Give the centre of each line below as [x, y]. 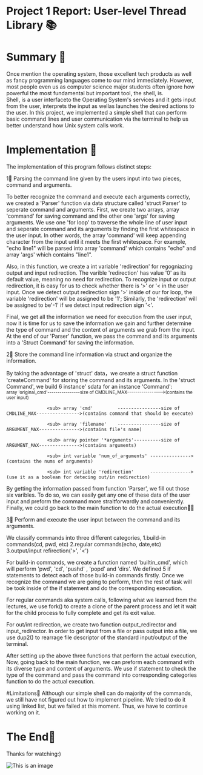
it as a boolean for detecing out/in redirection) [85, 477]
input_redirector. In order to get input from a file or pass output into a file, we [102, 631]
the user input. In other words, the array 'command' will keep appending [96, 235]
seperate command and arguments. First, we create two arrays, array [93, 210]
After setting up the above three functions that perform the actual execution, [101, 656]
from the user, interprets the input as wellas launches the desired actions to [101, 106]
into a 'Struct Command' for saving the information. [70, 343]
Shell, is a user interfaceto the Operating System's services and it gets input [101, 100]
